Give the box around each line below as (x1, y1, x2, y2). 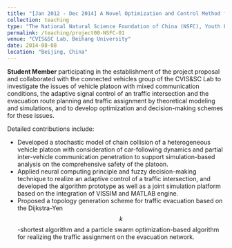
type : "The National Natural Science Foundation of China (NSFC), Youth (7, 23, 221, 30)
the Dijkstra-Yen (17, 204, 64, 212)
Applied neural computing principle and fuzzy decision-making (17, 167, 197, 176)
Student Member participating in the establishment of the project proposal (7, 67, 220, 76)
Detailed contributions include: (7, 125, 95, 133)
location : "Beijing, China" (7, 49, 88, 56)
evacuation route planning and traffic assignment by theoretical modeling (7, 96, 215, 105)
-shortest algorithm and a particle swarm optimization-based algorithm (17, 225, 220, 234)
